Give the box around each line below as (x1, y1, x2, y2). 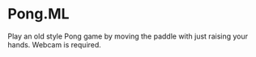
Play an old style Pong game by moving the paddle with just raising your (7, 31, 249, 41)
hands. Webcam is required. (7, 39, 102, 49)
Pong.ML (7, 5, 70, 23)
